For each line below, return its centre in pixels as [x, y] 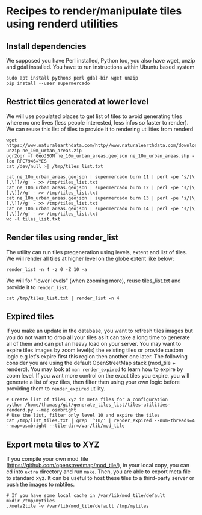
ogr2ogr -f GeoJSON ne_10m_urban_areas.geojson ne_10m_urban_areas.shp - [101, 156]
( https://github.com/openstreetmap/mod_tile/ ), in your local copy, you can [98, 466]
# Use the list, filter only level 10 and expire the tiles [83, 416]
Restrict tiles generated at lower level [78, 101]
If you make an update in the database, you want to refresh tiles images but [100, 331]
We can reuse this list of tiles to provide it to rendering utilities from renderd [100, 129]
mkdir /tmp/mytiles [31, 501]
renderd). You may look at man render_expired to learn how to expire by [95, 369]
